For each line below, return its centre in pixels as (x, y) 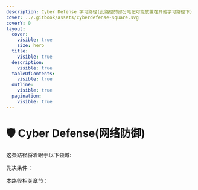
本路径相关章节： (27, 180)
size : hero (31, 46)
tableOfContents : (34, 74)
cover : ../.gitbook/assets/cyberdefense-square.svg (72, 17)
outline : (23, 85)
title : (20, 51)
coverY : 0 (19, 23)
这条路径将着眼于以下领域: (39, 155)
